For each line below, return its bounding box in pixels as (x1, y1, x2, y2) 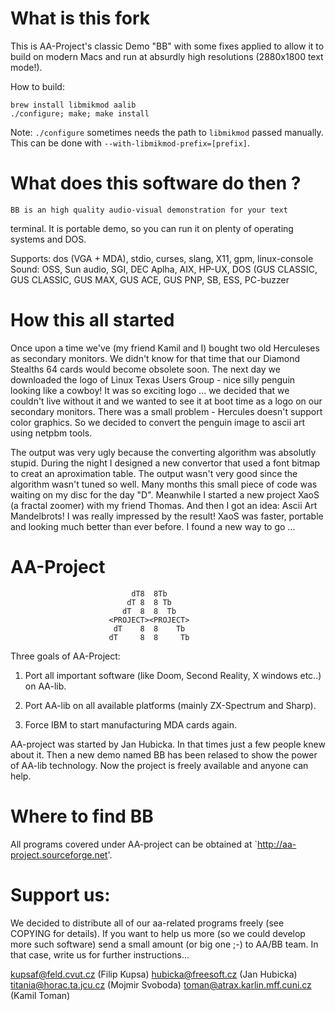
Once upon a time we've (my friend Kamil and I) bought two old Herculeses (10, 342, 320, 354)
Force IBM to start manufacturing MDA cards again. (24, 718, 237, 731)
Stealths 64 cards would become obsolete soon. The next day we (10, 363, 281, 375)
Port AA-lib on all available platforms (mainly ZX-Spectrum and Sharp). (24, 699, 317, 711)
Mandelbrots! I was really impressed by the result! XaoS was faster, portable (10, 510, 324, 522)
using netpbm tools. (10, 427, 93, 439)
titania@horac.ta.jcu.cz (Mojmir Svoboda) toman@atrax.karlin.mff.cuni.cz (10, 978, 312, 991)
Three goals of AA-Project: (10, 650, 121, 662)
